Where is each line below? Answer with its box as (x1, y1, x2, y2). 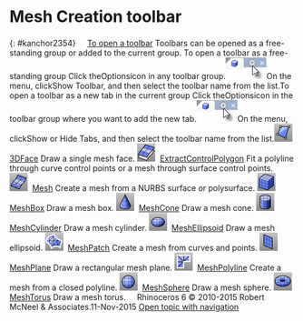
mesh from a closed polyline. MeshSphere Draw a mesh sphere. (9, 282, 272, 293)
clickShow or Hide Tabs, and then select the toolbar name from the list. (9, 133, 275, 144)
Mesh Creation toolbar (9, 6, 182, 27)
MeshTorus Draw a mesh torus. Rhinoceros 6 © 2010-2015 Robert (9, 291, 265, 302)
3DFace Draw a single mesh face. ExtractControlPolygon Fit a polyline (9, 153, 295, 164)
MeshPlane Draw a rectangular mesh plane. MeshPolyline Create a (9, 262, 282, 273)
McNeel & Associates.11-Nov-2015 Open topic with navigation (9, 301, 239, 312)
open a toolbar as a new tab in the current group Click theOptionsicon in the (9, 89, 293, 101)
